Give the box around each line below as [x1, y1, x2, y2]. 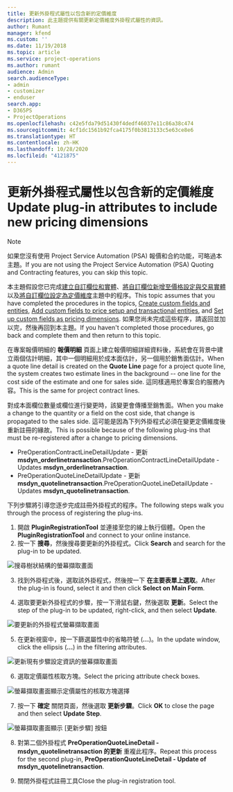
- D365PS [7, 107, 33, 114]
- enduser [7, 94, 36, 101]
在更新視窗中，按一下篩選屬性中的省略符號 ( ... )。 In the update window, [17, 635, 221, 643]
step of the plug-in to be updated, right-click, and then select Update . [17, 606, 217, 614]
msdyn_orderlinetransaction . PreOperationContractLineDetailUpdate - [17, 456, 220, 464]
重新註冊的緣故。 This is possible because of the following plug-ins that [7, 425, 211, 434]
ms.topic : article [7, 49, 60, 56]
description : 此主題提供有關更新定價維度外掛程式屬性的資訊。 [7, 17, 166, 24]
